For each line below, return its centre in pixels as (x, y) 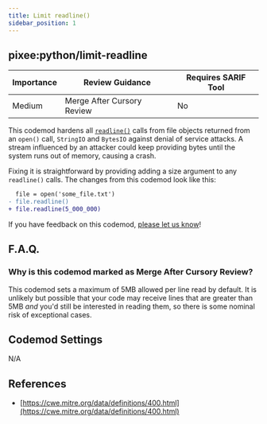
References (37, 384)
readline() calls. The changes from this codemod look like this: (112, 180)
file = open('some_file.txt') (65, 194)
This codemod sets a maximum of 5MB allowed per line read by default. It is (132, 289)
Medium (27, 106)
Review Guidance (117, 83)
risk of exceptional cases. (50, 314)
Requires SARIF (216, 78)
